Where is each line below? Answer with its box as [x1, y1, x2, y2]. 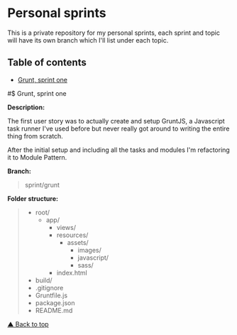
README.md [35, 306, 73, 314]
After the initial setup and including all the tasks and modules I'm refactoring [7, 145, 231, 154]
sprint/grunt [24, 180, 60, 189]
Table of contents [7, 57, 87, 69]
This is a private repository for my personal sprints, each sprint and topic [7, 28, 220, 37]
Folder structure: [7, 194, 59, 203]
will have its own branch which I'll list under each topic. [7, 35, 169, 44]
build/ [35, 275, 53, 285]
